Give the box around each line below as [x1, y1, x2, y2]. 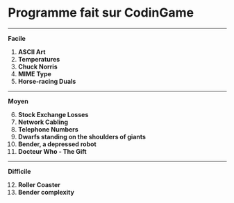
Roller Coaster [17, 180, 61, 188]
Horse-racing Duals [17, 77, 76, 85]
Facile [8, 34, 26, 42]
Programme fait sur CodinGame [8, 5, 194, 21]
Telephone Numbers [17, 125, 78, 133]
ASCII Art [17, 47, 46, 56]
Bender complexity [17, 188, 75, 196]
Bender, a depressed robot [17, 140, 97, 148]
